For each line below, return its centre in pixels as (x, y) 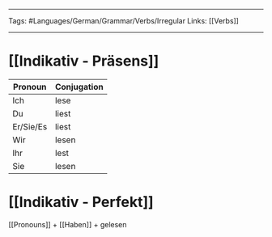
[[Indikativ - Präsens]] (84, 61)
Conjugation (79, 87)
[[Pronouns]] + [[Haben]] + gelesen (68, 224)
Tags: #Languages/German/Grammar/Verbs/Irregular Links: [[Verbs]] (123, 21)
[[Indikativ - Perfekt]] (81, 202)
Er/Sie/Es (30, 126)
